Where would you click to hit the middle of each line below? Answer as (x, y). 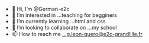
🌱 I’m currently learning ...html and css (59, 21)
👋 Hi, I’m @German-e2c (41, 9)
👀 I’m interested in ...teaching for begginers (64, 15)
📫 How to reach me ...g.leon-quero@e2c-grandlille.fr (77, 34)
